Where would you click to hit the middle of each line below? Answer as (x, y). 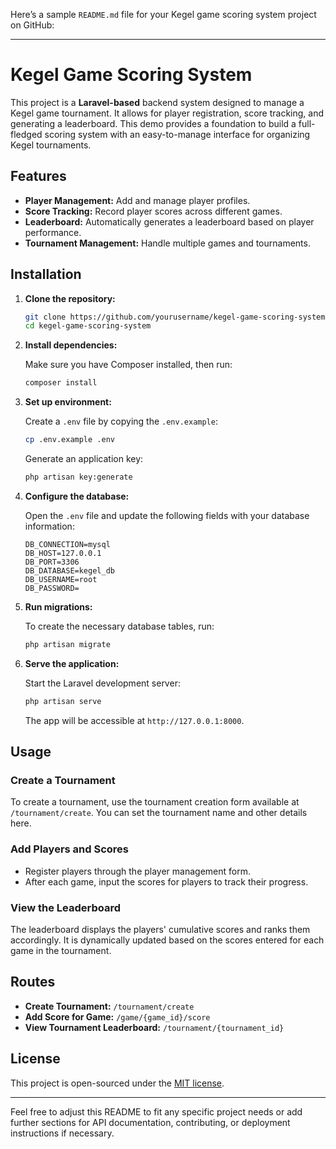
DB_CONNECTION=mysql (67, 544)
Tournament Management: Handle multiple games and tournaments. (167, 243)
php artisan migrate (67, 644)
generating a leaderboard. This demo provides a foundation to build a (153, 123)
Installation (46, 274)
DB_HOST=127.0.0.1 (63, 553)
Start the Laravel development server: (102, 683)
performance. (53, 232)
